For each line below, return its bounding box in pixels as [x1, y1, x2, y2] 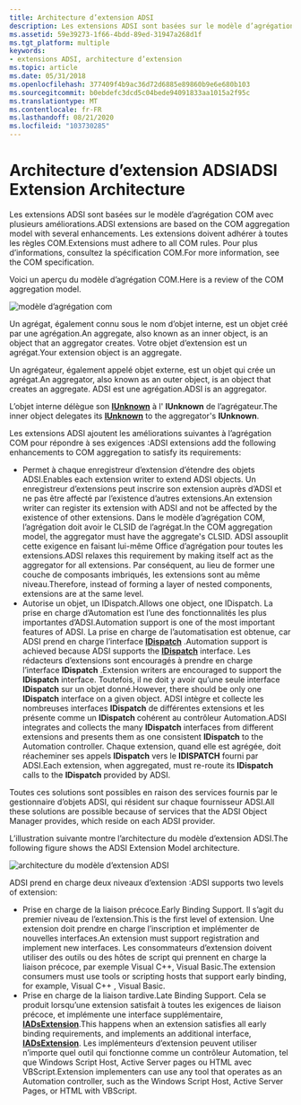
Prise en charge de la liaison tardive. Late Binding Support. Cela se [21, 989, 267, 1001]
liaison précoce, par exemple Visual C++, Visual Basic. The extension [21, 961, 276, 972]
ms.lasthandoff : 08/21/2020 [9, 113, 115, 122]
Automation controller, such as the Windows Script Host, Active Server [21, 1075, 284, 1086]
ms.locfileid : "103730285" [9, 122, 110, 131]
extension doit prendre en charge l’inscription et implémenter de [21, 923, 260, 934]
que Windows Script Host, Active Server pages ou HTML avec [21, 1057, 253, 1067]
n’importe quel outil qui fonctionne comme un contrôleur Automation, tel [21, 1047, 288, 1057]
